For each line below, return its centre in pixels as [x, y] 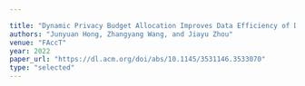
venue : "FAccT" [38, 43]
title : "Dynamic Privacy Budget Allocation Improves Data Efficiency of [150, 25]
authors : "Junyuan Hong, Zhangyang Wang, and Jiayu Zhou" [121, 34]
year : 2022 [30, 51]
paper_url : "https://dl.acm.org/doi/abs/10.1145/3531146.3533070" [138, 60]
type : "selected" [42, 68]
